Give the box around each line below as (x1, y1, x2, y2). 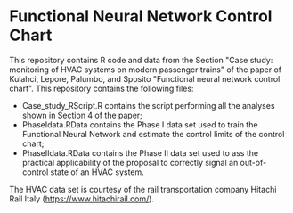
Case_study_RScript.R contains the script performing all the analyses (21, 100, 275, 111)
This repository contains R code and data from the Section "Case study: (9, 54, 273, 65)
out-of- (240, 157, 267, 168)
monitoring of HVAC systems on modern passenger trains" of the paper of (9, 64, 282, 75)
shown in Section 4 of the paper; (21, 110, 142, 120)
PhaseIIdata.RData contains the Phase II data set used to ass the (21, 147, 259, 158)
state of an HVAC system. (50, 167, 144, 177)
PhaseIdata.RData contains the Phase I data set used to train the (21, 119, 258, 130)
